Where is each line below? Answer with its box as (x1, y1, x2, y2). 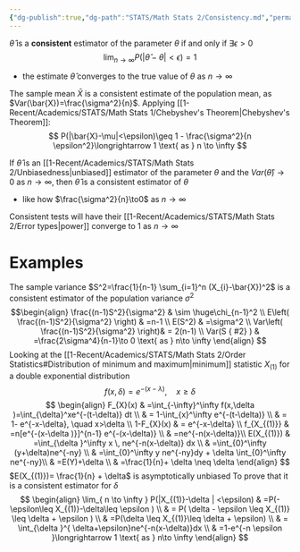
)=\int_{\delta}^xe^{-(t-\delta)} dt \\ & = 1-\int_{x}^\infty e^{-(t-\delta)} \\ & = (12, 409, 287, 420)
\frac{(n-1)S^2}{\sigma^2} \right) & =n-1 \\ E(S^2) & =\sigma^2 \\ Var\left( (17, 317, 283, 327)
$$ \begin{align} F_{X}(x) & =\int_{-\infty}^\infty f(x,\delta (45, 400, 255, 411)
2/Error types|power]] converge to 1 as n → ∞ (9, 221, 179, 232)
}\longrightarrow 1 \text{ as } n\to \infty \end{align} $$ (51, 532, 249, 543)
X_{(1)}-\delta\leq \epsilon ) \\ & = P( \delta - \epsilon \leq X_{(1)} (54, 504, 290, 514)
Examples (9, 252, 84, 273)
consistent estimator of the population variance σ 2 (9, 292, 195, 304)
